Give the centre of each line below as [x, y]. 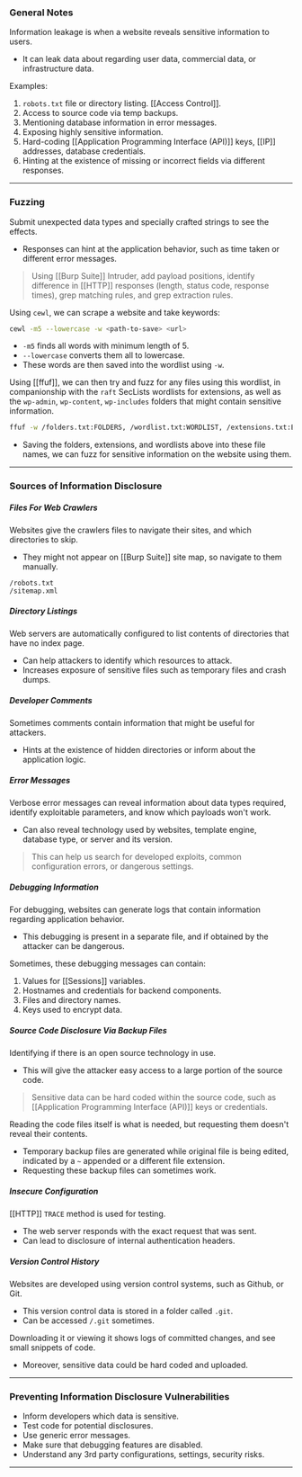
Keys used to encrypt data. [72, 1010]
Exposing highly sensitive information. [93, 132]
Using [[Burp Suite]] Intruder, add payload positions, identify [143, 275]
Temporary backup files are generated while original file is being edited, [155, 1151]
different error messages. [69, 258]
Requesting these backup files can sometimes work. [119, 1170]
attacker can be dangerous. [73, 946]
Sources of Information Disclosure [86, 486]
